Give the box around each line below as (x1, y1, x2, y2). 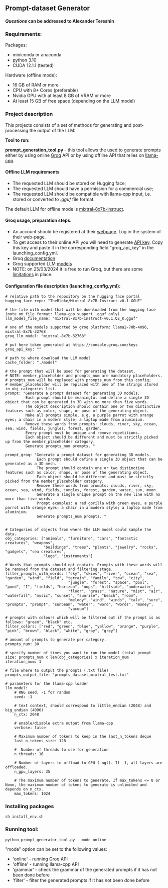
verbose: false (14, 725, 46, 731)
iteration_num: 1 (5, 659, 42, 664)
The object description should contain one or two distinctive (25, 404, 160, 409)
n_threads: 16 (14, 752, 44, 757)
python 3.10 (12, 57, 37, 63)
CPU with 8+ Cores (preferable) (12, 87, 78, 94)
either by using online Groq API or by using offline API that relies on (5, 152, 144, 158)
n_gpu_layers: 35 (14, 769, 51, 774)
